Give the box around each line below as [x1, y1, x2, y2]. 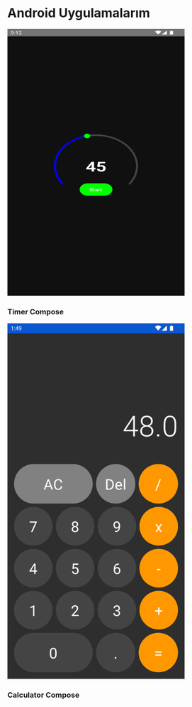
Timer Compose [7, 307, 64, 317]
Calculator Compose [7, 690, 80, 700]
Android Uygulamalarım [7, 5, 150, 21]
